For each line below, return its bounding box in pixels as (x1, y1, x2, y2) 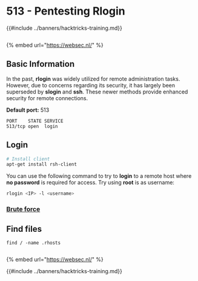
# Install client (6, 156, 50, 162)
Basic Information (6, 59, 75, 69)
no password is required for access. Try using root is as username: (6, 179, 174, 186)
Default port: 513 (6, 106, 50, 113)
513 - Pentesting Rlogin (6, 4, 125, 18)
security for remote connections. (6, 94, 88, 101)
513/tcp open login (6, 123, 59, 129)
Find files (6, 223, 42, 234)
